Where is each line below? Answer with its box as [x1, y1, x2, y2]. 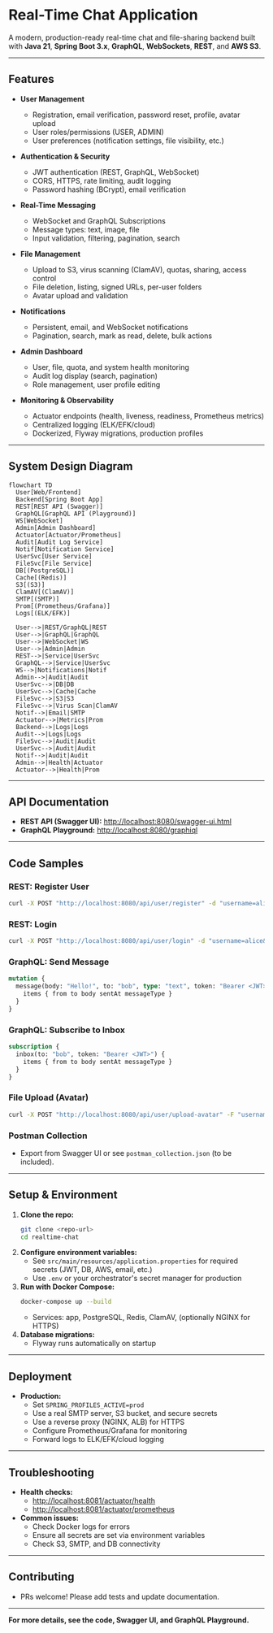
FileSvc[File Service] [15, 559, 93, 567]
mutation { [8, 975, 45, 983]
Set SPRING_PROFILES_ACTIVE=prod [32, 1400, 145, 1409]
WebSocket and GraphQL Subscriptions [32, 215, 167, 225]
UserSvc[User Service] [15, 552, 93, 560]
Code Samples [8, 856, 84, 871]
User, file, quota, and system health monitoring [32, 362, 189, 371]
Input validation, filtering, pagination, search [32, 233, 180, 243]
